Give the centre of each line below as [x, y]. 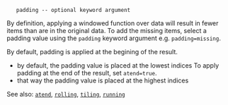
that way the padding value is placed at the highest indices [103, 80]
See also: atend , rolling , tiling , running [66, 94]
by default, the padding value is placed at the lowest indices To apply [118, 66]
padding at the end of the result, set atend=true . [87, 73]
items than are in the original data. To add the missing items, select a [107, 31]
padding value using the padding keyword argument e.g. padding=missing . [114, 38]
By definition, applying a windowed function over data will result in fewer [113, 23]
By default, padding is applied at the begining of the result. [92, 52]
